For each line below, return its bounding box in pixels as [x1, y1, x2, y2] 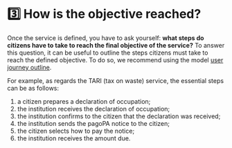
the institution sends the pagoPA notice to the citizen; [17, 119, 170, 127]
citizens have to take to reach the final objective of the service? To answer [7, 41, 225, 49]
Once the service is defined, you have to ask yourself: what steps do [7, 33, 204, 42]
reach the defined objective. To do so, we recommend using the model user [7, 55, 224, 64]
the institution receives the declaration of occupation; [17, 104, 170, 113]
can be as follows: [7, 84, 60, 92]
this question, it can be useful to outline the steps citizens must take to [7, 48, 208, 57]
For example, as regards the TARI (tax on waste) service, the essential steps [7, 76, 224, 84]
